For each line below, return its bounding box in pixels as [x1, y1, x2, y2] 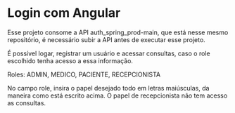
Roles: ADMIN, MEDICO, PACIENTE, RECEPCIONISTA [7, 70, 160, 79]
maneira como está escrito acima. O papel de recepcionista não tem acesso [7, 91, 228, 100]
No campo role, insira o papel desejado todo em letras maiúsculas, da [7, 84, 210, 92]
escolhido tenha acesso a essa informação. [7, 56, 134, 65]
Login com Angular [7, 5, 121, 21]
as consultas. [7, 98, 46, 107]
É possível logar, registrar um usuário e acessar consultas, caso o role [7, 49, 210, 58]
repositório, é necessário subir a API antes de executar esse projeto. [7, 35, 205, 44]
